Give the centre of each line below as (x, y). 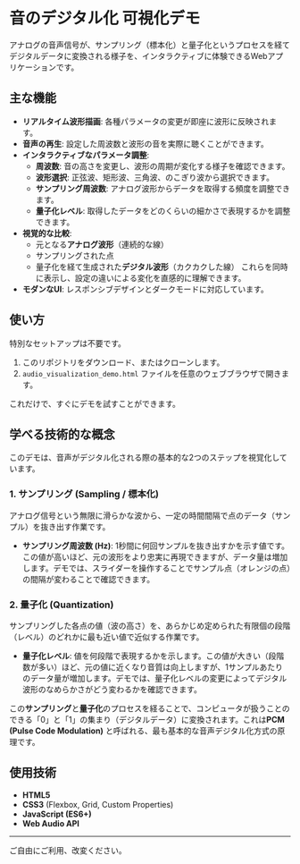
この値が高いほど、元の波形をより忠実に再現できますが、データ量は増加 (155, 556)
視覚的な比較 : (47, 233)
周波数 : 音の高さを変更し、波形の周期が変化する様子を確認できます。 (162, 165)
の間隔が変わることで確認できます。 (88, 579)
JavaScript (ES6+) (57, 814)
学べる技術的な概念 (62, 434)
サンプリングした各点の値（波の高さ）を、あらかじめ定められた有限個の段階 (150, 625)
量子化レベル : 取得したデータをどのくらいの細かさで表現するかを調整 (163, 210)
